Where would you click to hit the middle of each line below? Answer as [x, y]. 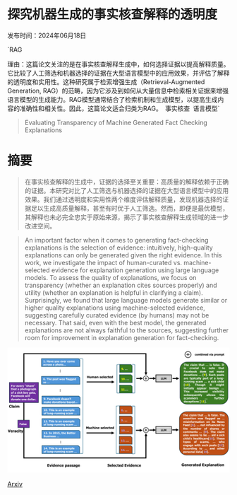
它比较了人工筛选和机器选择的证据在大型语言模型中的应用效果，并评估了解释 [119, 73]
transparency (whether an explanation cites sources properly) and [121, 285]
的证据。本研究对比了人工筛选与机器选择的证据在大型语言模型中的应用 [127, 190]
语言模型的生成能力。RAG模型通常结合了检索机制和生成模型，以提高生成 [113, 99]
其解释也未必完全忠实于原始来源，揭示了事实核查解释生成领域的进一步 [127, 217]
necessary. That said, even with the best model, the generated [115, 322]
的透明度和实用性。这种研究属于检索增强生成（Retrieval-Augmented [106, 81]
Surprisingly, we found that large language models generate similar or [126, 300]
